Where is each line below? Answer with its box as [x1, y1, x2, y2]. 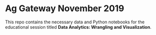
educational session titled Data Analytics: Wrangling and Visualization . [5, 24, 152, 30]
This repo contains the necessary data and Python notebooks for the [5, 19, 145, 25]
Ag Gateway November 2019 [5, 3, 125, 14]
